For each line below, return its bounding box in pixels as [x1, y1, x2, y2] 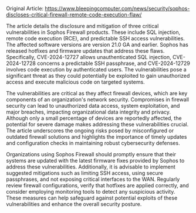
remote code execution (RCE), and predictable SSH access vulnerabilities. [6, 35, 185, 42]
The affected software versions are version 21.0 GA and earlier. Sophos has [6, 41, 189, 48]
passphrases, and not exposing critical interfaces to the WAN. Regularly [6, 176, 180, 183]
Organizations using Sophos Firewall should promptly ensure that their [6, 151, 176, 157]
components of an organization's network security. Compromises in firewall [6, 96, 190, 103]
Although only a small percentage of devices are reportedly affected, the [6, 115, 182, 122]
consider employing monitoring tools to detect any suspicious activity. [6, 188, 175, 195]
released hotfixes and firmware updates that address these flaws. [6, 47, 165, 54]
